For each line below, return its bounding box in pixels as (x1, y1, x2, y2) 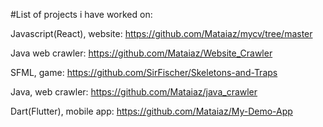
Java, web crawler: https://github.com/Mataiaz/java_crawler (10, 86, 258, 98)
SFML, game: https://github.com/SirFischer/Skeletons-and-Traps (10, 67, 278, 78)
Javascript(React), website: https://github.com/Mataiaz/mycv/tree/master (10, 28, 313, 39)
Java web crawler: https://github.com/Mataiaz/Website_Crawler (10, 47, 273, 59)
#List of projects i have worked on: (10, 9, 153, 20)
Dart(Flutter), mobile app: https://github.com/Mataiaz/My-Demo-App (10, 105, 293, 117)
